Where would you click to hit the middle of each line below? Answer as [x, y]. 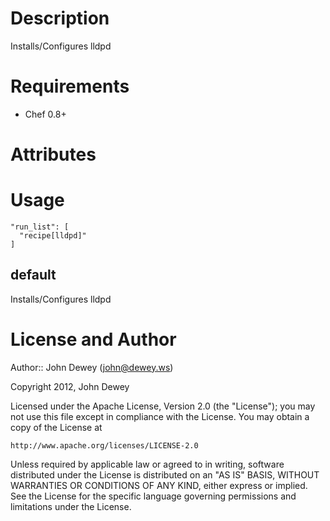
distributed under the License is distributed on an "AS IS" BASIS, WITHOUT [165, 474]
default [33, 275]
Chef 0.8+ [45, 114]
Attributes [53, 154]
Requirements [70, 86]
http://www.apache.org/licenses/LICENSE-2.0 [104, 445]
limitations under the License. [71, 506]
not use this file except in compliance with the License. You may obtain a [160, 416]
